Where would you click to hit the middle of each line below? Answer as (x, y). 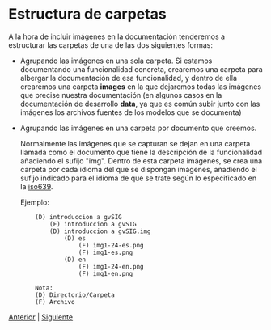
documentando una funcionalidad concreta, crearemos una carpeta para (141, 69)
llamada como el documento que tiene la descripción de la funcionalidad (141, 152)
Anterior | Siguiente (41, 317)
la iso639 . (36, 186)
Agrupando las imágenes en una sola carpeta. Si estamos (116, 61)
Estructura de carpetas (88, 14)
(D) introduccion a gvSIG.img (100, 231)
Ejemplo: (35, 202)
